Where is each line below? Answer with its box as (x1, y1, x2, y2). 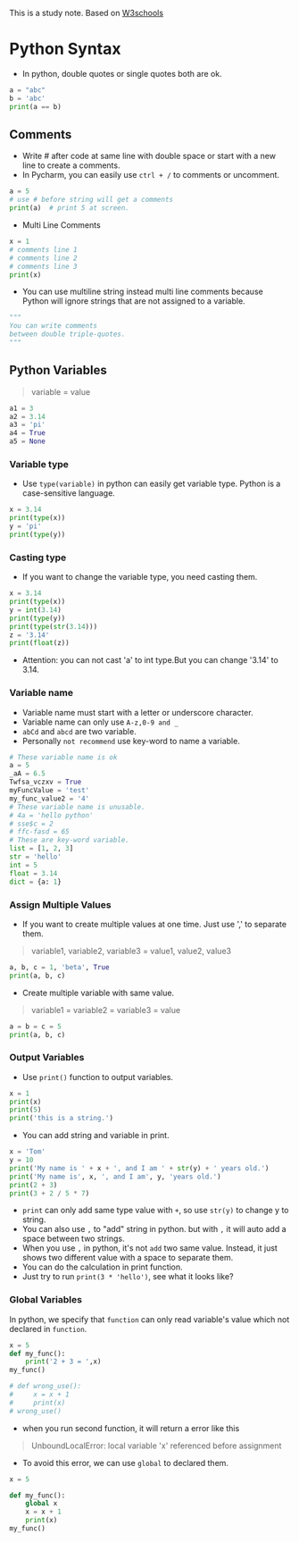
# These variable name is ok (9, 752, 118, 762)
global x (25, 1499, 58, 1508)
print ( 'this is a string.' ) (9, 1114, 114, 1123)
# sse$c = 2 (9, 819, 54, 828)
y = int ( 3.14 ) (9, 605, 62, 615)
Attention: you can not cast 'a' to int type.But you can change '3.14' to (21, 655, 278, 666)
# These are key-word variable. (9, 835, 129, 845)
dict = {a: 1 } (9, 877, 62, 886)
